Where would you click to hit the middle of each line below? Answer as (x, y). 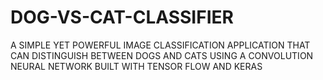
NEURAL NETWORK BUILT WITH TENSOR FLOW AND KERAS (136, 66)
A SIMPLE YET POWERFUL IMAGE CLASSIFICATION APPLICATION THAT (160, 45)
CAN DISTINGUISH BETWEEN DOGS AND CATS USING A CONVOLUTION (162, 55)
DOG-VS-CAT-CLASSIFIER (122, 17)
